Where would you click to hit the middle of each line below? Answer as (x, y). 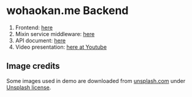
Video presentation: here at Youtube (61, 47)
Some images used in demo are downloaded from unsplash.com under (96, 81)
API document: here (40, 40)
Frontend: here (34, 27)
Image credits (33, 66)
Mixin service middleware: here (55, 34)
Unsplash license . (29, 87)
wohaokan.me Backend (67, 11)
